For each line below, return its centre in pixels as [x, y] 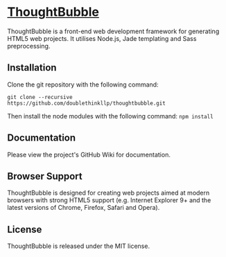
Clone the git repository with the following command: [83, 85]
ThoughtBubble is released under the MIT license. [79, 246]
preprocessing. [29, 46]
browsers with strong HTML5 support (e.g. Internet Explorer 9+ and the [109, 200]
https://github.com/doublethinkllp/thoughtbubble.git [87, 103]
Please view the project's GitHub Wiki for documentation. [89, 154]
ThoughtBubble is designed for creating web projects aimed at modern [108, 193]
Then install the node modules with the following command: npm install [110, 116]
